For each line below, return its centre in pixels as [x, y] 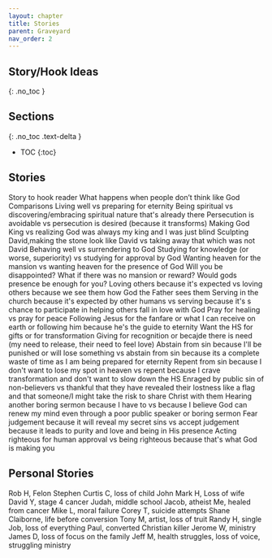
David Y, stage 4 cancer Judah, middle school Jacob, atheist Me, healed [130, 502]
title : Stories [34, 24]
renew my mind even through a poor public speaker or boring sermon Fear [133, 413]
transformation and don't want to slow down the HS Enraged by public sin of [136, 378]
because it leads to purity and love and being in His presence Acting [123, 430]
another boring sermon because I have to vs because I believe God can [128, 404]
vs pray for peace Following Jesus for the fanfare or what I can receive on [132, 318]
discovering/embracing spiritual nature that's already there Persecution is [131, 214]
